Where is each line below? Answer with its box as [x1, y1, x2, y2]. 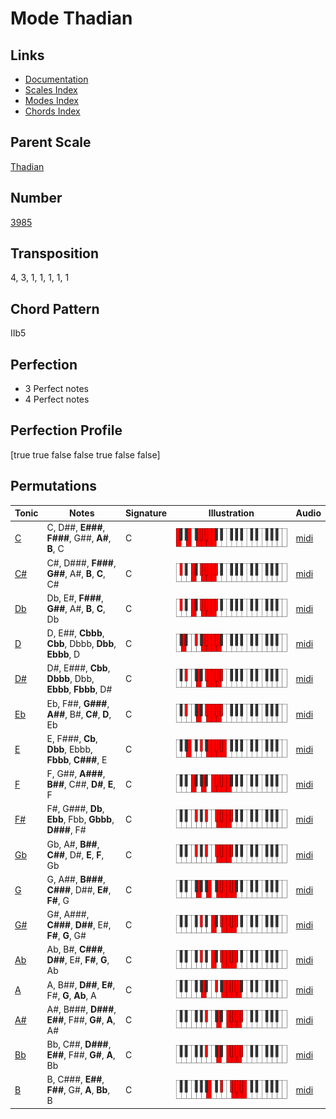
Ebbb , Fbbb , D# [46, 683, 113, 696]
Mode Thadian [10, 7, 133, 30]
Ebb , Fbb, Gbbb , [46, 813, 115, 826]
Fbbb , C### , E [46, 753, 108, 766]
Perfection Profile [10, 422, 123, 439]
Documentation [24, 73, 89, 85]
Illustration [208, 507, 255, 519]
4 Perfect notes [24, 393, 90, 406]
